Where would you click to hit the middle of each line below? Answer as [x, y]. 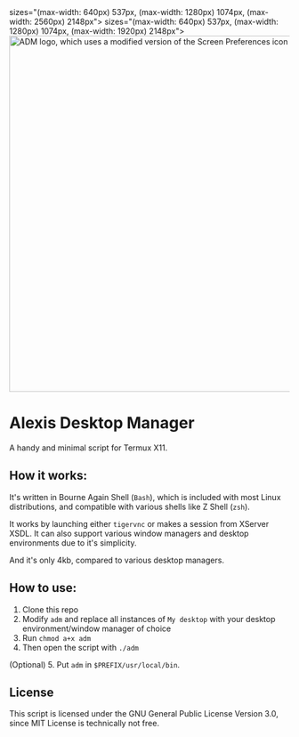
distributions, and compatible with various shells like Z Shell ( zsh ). [130, 506]
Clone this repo [50, 609]
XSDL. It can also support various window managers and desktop [129, 533]
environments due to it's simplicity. [73, 543]
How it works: [48, 476]
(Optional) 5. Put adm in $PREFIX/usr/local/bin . [95, 664]
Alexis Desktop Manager [102, 423]
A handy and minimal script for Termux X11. [89, 448]
